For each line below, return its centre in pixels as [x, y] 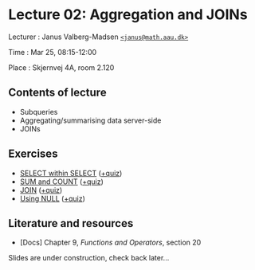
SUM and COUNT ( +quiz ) [61, 182]
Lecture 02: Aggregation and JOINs [128, 15]
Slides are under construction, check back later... [89, 258]
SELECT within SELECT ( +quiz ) [71, 173]
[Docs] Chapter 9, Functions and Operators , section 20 [110, 243]
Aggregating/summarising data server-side [90, 120]
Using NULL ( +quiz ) [52, 198]
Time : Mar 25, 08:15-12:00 [53, 52]
